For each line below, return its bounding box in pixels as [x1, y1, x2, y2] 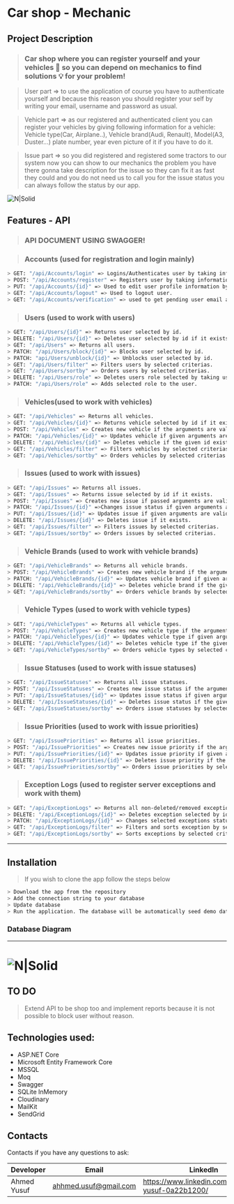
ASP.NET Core [17, 1050, 59, 1059]
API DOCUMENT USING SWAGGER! [24, 235, 146, 245]
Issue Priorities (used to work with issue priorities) [24, 721, 199, 731]
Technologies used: [7, 1032, 95, 1044]
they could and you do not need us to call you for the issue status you [24, 173, 225, 182]
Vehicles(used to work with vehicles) [24, 397, 153, 407]
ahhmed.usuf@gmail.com [52, 1181, 136, 1191]
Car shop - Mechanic [7, 5, 131, 21]
